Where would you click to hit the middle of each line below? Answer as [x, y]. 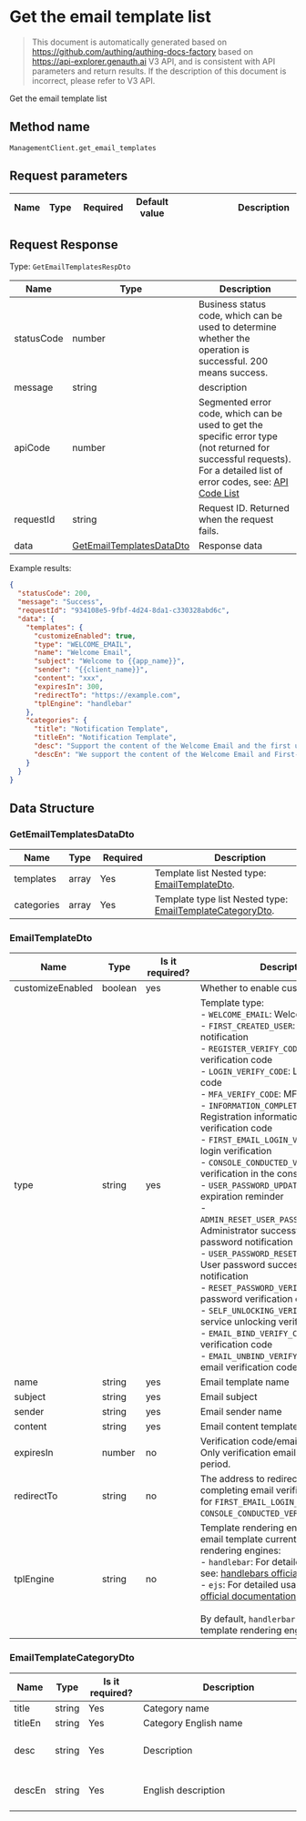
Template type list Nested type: [221, 899]
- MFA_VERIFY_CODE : [240, 1094]
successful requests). [245, 459]
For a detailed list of [241, 471]
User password [233, 1265]
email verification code [249, 1367]
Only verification [235, 1453]
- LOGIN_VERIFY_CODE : [245, 1071]
